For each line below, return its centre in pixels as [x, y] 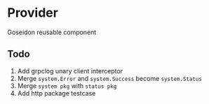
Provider [33, 13]
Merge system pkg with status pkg [67, 86]
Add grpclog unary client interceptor [70, 70]
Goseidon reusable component [52, 32]
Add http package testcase [56, 93]
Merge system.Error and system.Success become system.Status [109, 78]
